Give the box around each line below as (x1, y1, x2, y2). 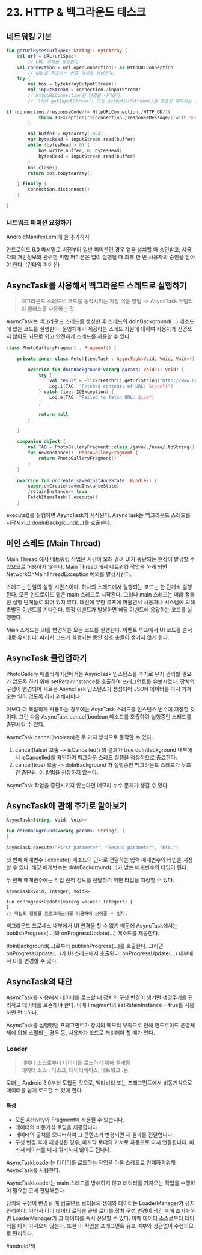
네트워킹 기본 (6, 31, 52, 42)
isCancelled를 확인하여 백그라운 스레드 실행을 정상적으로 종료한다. (21, 754, 177, 761)
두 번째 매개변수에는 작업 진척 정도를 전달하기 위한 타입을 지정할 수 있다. (6, 876, 174, 884)
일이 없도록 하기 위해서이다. (17, 693, 82, 700)
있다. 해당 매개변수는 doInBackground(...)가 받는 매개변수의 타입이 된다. (19, 863, 188, 870)
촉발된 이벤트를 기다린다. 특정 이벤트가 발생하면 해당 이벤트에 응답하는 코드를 (6, 606, 186, 613)
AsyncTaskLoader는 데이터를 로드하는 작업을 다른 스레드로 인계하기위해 (6, 1159, 176, 1167)
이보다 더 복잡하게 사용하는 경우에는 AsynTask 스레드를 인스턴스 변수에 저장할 (6, 705, 189, 713)
